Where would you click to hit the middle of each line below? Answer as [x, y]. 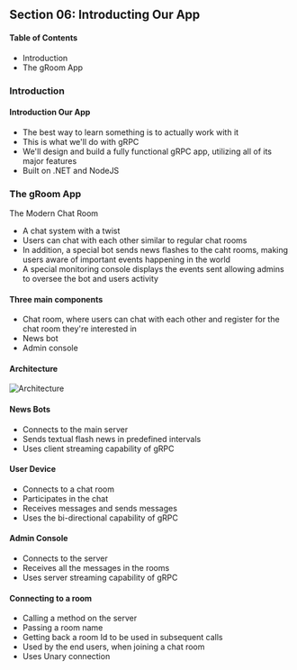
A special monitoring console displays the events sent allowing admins [153, 269]
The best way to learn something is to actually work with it [130, 132]
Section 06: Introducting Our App [105, 15]
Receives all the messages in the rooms [96, 568]
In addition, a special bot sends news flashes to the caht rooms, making [155, 250]
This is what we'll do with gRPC [81, 141]
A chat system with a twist [71, 231]
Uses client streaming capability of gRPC [98, 448]
